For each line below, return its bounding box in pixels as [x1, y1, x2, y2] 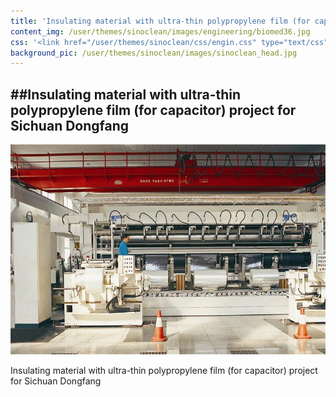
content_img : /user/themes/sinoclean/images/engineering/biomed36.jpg [10, 26, 311, 37]
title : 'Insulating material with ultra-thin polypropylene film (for [10, 16, 311, 26]
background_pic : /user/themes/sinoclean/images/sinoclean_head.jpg [10, 48, 298, 58]
